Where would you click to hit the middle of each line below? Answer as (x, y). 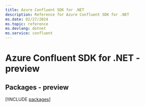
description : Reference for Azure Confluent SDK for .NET (67, 15)
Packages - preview (37, 87)
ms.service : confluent (29, 33)
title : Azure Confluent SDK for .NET (45, 10)
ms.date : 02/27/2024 (27, 19)
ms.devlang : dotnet (26, 29)
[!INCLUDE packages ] (28, 99)
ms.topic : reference (27, 24)
